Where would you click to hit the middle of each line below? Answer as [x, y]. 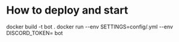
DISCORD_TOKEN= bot [35, 33]
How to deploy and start [67, 10]
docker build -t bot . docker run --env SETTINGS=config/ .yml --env [89, 27]
